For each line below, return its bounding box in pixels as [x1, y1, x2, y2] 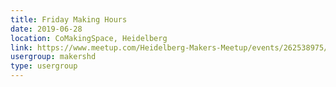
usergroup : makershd [10, 52, 97, 62]
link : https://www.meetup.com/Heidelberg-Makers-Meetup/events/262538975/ [10, 42, 329, 53]
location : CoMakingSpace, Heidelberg [10, 33, 168, 43]
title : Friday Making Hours [10, 14, 128, 25]
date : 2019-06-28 [10, 24, 83, 34]
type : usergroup [10, 61, 78, 71]
